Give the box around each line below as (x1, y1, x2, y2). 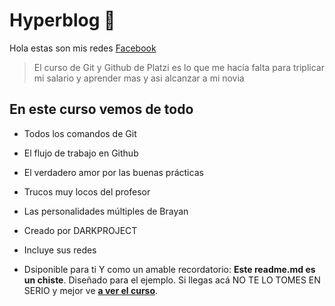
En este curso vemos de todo (9, 101, 194, 118)
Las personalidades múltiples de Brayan (23, 205, 189, 217)
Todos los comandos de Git (23, 127, 137, 139)
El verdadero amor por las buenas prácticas (23, 166, 204, 178)
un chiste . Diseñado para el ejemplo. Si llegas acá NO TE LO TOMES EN (23, 274, 321, 286)
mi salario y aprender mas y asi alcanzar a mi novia (33, 72, 245, 84)
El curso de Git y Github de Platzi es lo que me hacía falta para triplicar (33, 61, 325, 73)
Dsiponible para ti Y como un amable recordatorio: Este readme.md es (23, 263, 316, 275)
